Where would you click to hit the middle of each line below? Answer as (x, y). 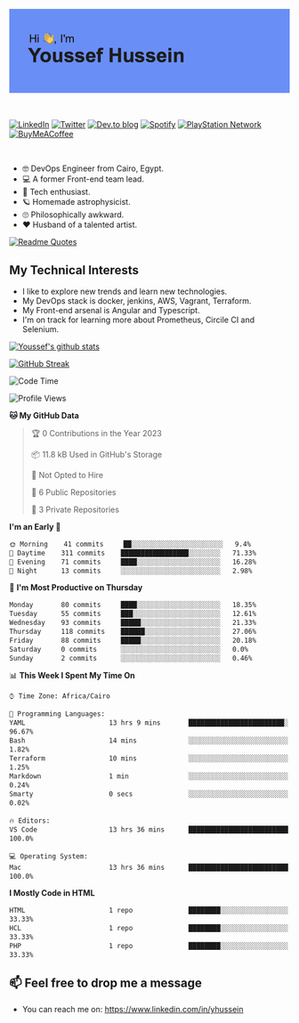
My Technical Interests (74, 270)
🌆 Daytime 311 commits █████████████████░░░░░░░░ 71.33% (133, 553)
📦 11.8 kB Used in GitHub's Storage (97, 455)
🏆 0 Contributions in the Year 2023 (96, 433)
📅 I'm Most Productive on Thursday (76, 587)
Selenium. (40, 329)
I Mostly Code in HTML (52, 893)
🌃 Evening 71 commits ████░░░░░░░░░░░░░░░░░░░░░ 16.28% (133, 562)
